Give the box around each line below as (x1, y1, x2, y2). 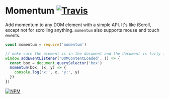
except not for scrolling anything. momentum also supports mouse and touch (5, 27, 159, 33)
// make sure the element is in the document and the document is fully (5, 51, 161, 56)
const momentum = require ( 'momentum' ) (5, 42, 87, 47)
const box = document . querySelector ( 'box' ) (10, 60, 102, 65)
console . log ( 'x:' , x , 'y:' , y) (14, 70, 80, 75)
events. (5, 32, 21, 38)
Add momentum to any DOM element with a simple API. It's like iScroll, (5, 22, 151, 28)
